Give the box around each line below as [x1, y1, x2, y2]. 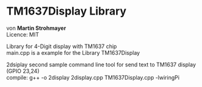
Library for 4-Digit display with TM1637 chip [6, 43, 117, 50]
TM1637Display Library [6, 4, 127, 18]
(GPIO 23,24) [6, 67, 40, 74]
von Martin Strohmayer [6, 24, 67, 32]
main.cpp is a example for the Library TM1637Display [6, 49, 140, 56]
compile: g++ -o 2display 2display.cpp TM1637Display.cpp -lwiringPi [6, 74, 180, 81]
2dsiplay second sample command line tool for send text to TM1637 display [6, 61, 197, 68]
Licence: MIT [6, 30, 40, 38]
